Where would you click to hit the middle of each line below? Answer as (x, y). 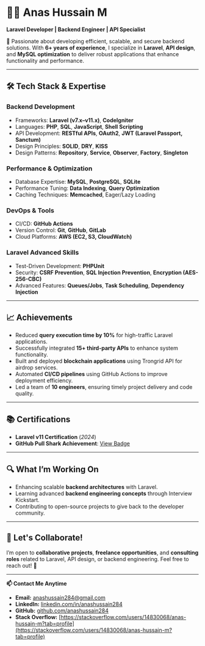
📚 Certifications (38, 419)
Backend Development (41, 107)
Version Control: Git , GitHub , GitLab (61, 230)
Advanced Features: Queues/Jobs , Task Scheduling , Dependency (100, 285)
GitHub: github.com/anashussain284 (62, 611)
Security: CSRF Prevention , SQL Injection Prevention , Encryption (98, 272)
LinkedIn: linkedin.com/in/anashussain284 (69, 604)
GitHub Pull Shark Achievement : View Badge (72, 444)
